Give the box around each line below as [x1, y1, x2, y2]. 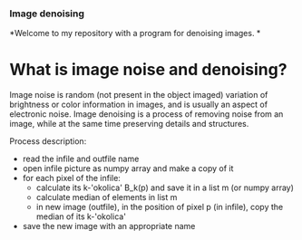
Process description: [9, 136, 87, 147]
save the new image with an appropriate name [22, 221, 196, 232]
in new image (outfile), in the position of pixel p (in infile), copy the [35, 202, 284, 213]
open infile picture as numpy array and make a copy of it [22, 163, 234, 174]
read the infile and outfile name [22, 153, 140, 165]
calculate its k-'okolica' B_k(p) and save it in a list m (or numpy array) [35, 182, 295, 193]
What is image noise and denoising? [9, 60, 287, 80]
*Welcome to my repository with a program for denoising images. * [9, 28, 261, 39]
